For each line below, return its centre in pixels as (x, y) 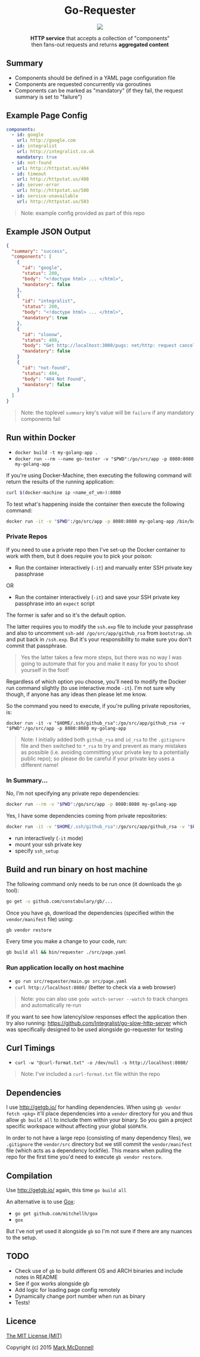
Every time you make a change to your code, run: (66, 942)
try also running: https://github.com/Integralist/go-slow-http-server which (97, 1023)
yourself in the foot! (45, 670)
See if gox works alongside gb (52, 1283)
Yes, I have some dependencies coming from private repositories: (87, 816)
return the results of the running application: (60, 481)
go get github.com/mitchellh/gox (56, 1214)
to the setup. (22, 1237)
